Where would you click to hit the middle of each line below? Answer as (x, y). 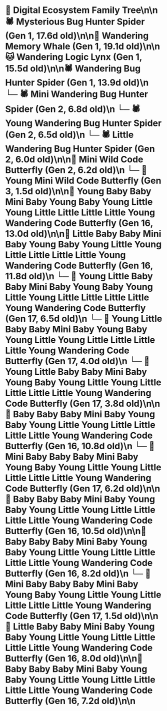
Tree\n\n (140, 10)
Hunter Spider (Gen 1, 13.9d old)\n (77, 83)
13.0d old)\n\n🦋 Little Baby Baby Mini (83, 234)
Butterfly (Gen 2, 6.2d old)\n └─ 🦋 (76, 170)
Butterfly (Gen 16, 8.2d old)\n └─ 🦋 (78, 574)
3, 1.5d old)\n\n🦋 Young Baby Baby (78, 191)
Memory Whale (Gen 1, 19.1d (64, 46)
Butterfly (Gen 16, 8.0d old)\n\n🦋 (74, 659)
